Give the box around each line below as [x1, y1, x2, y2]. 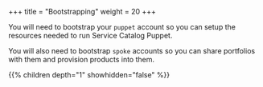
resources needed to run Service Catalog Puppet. [8, 31, 173, 40]
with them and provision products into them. [8, 55, 155, 64]
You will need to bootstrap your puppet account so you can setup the [8, 22, 236, 31]
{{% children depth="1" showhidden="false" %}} [8, 70, 171, 79]
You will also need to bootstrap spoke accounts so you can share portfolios [8, 46, 256, 55]
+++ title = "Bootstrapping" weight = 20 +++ [8, 7, 157, 16]
